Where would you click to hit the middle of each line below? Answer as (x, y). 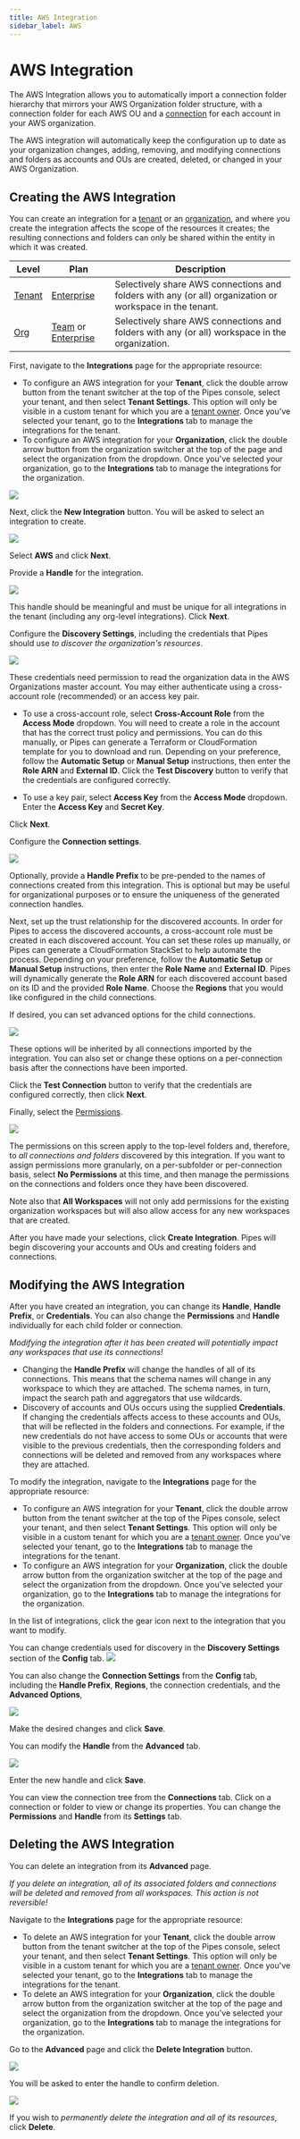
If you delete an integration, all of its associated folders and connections (143, 1883)
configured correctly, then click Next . (78, 1095)
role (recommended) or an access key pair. (121, 696)
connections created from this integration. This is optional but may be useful (150, 885)
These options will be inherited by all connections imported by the (131, 1049)
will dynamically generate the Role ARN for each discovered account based (148, 979)
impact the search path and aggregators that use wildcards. (132, 1398)
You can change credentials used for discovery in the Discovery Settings (145, 1648)
